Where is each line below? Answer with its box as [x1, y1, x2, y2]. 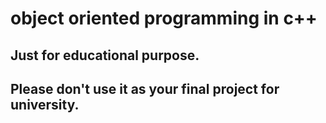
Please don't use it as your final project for [10, 80, 280, 97]
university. [10, 96, 80, 113]
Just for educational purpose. [10, 47, 200, 64]
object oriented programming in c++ [10, 7, 318, 30]
